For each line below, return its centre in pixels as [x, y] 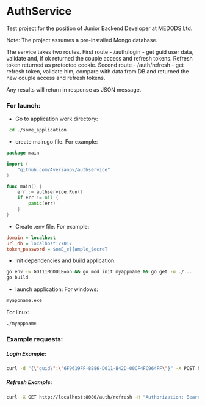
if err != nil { [38, 198]
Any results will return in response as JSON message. [74, 89]
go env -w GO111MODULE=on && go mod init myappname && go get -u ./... [99, 272]
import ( [17, 164]
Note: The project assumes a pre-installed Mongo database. [82, 40]
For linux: [18, 312]
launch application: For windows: [57, 289]
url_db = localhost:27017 [39, 243]
